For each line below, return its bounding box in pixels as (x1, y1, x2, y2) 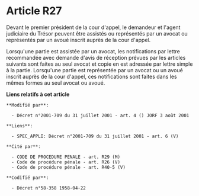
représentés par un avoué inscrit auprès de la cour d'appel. (6, 36, 151, 43)
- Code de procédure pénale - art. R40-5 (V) (11, 164, 126, 170)
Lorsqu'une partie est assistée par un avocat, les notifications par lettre (6, 47, 181, 54)
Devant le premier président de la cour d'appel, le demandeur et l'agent (6, 24, 181, 31)
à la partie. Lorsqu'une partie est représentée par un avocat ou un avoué (6, 66, 184, 73)
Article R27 (6, 4, 62, 18)
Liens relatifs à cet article (6, 91, 70, 98)
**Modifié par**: (6, 102, 49, 108)
